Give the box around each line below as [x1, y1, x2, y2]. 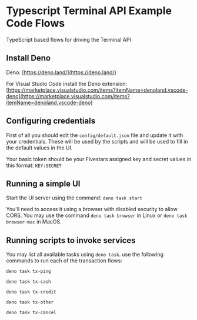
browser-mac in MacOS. [6, 218, 62, 225]
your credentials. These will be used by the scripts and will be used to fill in [6, 138, 188, 145]
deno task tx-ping [6, 269, 51, 275]
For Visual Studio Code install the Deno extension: [6, 80, 128, 87]
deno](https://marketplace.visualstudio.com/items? [6, 92, 131, 99]
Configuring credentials [6, 116, 96, 126]
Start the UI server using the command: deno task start [6, 194, 143, 201]
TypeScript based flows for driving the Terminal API [6, 36, 131, 43]
